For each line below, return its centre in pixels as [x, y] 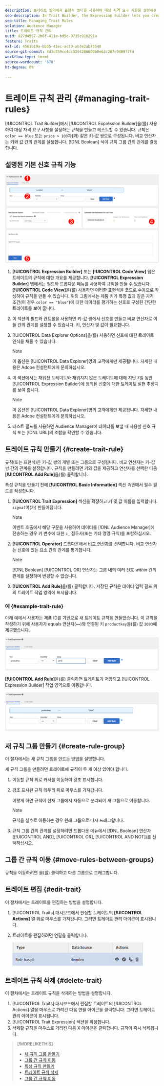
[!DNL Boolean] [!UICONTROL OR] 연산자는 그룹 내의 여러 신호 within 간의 [84, 570]
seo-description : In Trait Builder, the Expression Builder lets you [77, 15]
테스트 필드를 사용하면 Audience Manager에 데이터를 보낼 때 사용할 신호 [81, 426]
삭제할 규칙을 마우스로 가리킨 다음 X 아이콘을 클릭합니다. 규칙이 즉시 [77, 1028]
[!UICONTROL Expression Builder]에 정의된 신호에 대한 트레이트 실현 [79, 384]
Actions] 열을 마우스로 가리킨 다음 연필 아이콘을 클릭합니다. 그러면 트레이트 [83, 1010]
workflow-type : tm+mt [27, 57]
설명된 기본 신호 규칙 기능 [41, 165]
